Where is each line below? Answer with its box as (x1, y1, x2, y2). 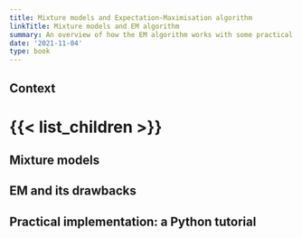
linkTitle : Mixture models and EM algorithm (9, 22, 180, 31)
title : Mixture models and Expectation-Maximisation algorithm (9, 13, 253, 23)
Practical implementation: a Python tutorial (9, 214, 257, 229)
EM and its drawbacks (9, 183, 137, 199)
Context (9, 81, 56, 96)
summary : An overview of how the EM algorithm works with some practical (9, 30, 294, 39)
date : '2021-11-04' (9, 38, 83, 48)
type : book (9, 47, 51, 56)
